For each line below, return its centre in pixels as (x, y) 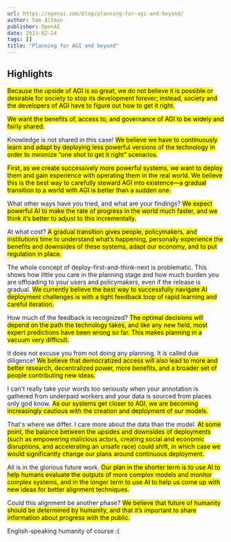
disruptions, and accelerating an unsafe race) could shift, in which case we (114, 446)
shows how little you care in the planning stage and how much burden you (113, 274)
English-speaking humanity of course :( (63, 531)
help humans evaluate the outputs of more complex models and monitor (110, 474)
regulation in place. (35, 253)
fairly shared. (26, 126)
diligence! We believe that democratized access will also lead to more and (112, 360)
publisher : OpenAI (34, 26)
